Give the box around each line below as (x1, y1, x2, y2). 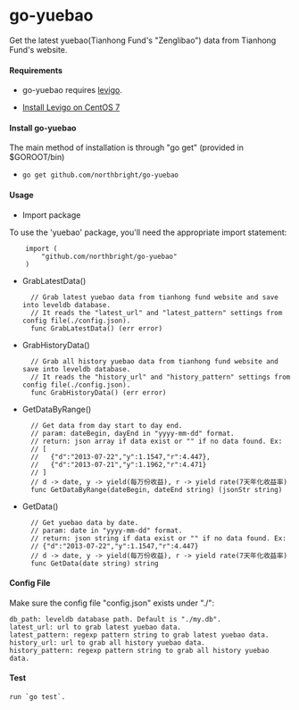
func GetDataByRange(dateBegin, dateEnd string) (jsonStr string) (30, 485, 283, 494)
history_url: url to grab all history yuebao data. (9, 638, 205, 647)
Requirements (9, 64, 63, 76)
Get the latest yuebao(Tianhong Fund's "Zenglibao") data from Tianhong (9, 35, 277, 46)
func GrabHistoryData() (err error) (30, 388, 167, 397)
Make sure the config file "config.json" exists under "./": (9, 597, 215, 608)
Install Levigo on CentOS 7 (21, 102, 120, 113)
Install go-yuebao (9, 122, 77, 133)
